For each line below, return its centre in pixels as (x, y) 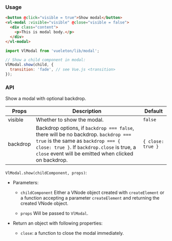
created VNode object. (44, 204)
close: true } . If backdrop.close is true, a (86, 147)
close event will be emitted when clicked (84, 154)
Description (87, 111)
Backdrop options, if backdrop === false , (85, 128)
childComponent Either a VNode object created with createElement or (92, 192)
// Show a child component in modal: (46, 60)
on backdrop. (52, 160)
